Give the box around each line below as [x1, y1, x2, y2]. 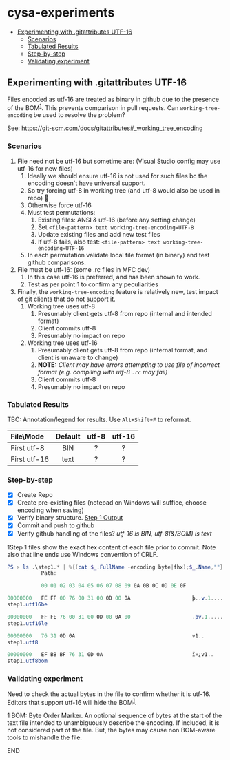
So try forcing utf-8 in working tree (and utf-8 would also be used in [27, 186, 220, 194]
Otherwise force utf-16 [27, 201, 92, 209]
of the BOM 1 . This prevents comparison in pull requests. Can [7, 102, 179, 112]
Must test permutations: [27, 208, 96, 216]
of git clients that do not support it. [17, 295, 116, 303]
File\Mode [10, 432, 45, 441]
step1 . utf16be [7, 601, 48, 609]
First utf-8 [10, 443, 45, 452]
